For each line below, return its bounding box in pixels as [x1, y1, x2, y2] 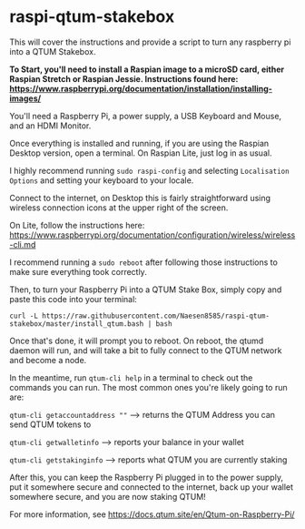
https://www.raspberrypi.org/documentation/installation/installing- [9, 83, 272, 94]
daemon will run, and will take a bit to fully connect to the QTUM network [9, 344, 282, 356]
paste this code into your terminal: [9, 293, 138, 304]
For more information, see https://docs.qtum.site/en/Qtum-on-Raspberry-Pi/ [9, 508, 295, 520]
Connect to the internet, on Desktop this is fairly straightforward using [9, 192, 271, 203]
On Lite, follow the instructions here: [9, 219, 145, 230]
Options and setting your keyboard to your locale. [9, 175, 194, 186]
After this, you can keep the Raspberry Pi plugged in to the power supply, [9, 472, 284, 483]
